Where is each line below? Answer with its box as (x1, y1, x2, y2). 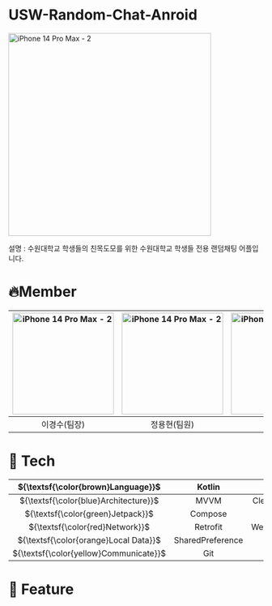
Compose (189, 508, 227, 519)
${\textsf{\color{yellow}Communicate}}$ (12, 548, 166, 559)
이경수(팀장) (40, 419, 86, 430)
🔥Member (8, 282, 77, 301)
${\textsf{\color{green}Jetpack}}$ (24, 508, 154, 519)
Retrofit (193, 521, 223, 532)
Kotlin (197, 481, 220, 492)
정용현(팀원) (150, 419, 195, 430)
